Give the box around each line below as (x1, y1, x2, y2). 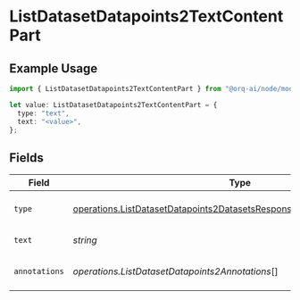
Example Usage (9, 61, 98, 76)
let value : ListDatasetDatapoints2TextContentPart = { (9, 100, 218, 109)
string (72, 234, 98, 246)
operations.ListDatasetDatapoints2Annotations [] (72, 265, 279, 278)
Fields (9, 150, 45, 165)
